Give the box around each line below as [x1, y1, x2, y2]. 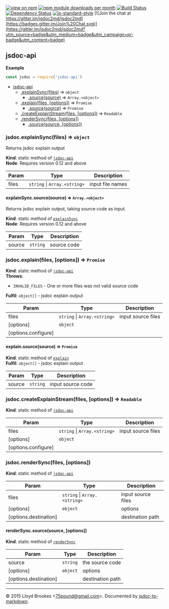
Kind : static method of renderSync [6, 539, 76, 545]
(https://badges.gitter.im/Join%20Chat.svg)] [6, 21, 97, 27]
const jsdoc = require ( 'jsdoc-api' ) [6, 74, 82, 80]
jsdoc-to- [138, 593, 158, 599]
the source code [82, 559, 121, 566]
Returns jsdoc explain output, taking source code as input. [6, 206, 126, 212]
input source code [50, 380, 93, 388]
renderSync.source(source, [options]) [6, 527, 87, 534]
